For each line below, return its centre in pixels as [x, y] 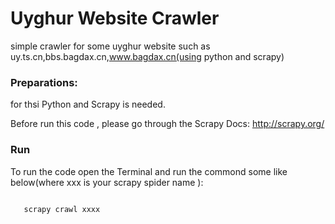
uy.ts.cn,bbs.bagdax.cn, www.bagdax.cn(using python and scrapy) [147, 56]
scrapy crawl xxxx [62, 209]
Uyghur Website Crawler [115, 18]
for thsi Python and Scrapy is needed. [88, 104]
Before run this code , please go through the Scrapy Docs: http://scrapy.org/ [167, 124]
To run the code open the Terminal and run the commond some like [149, 171]
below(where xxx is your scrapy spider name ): [107, 182]
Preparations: [44, 82]
